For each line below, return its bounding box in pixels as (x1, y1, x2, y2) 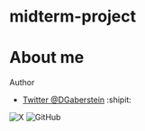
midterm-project (9, 6, 137, 27)
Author (9, 77, 35, 88)
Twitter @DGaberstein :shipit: (22, 94, 132, 105)
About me (9, 48, 85, 68)
